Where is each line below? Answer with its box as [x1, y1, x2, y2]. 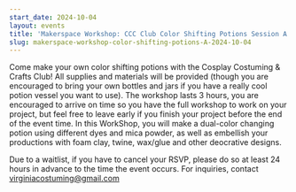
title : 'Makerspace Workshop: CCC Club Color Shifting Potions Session [9, 29, 279, 38]
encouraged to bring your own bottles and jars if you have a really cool [9, 81, 268, 91]
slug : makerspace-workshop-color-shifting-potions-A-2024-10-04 [9, 37, 252, 47]
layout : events [9, 21, 66, 30]
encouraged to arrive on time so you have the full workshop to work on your [9, 99, 287, 111]
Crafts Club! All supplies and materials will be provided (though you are [9, 72, 269, 82]
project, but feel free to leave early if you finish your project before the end [9, 109, 283, 119]
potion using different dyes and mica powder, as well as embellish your [9, 127, 269, 138]
